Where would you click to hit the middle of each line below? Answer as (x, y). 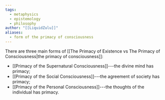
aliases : (14, 33)
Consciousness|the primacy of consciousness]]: (54, 56)
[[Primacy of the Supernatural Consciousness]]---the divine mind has (83, 66)
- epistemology (25, 19)
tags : (11, 10)
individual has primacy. (35, 92)
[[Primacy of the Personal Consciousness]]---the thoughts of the (78, 87)
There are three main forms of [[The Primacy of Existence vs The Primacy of (83, 51)
